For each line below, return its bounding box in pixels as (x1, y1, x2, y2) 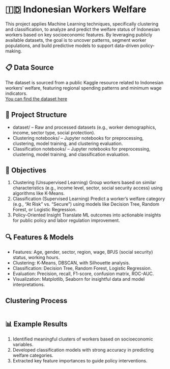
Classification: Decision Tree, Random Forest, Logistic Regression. (12, 265, 152, 272)
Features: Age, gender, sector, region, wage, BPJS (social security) (12, 249, 153, 255)
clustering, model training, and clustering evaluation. (12, 140, 123, 146)
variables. (12, 341, 34, 348)
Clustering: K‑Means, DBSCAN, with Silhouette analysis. (12, 260, 130, 266)
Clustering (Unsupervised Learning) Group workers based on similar (12, 180, 156, 186)
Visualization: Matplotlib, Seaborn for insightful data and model (12, 276, 145, 282)
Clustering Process (5, 296, 68, 305)
